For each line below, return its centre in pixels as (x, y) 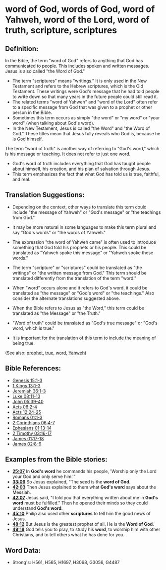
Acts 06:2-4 (25, 407)
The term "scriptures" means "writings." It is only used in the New (80, 81)
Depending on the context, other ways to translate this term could (80, 207)
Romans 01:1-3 (27, 417)
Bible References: (33, 368)
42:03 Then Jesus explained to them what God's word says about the (84, 487)
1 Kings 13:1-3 (26, 385)
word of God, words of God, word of (80, 9)
